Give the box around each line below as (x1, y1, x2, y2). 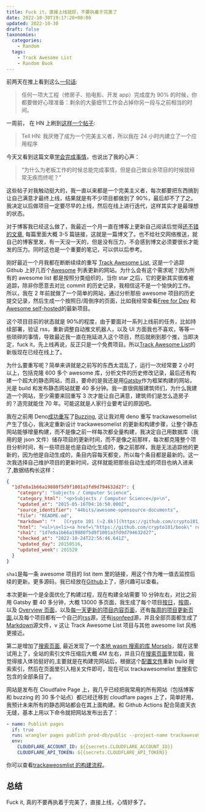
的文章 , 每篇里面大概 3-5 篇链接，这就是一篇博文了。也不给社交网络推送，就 (6, 230, 198, 238)
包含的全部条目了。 (6, 672, 55, 680)
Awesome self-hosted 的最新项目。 (6, 305, 93, 312)
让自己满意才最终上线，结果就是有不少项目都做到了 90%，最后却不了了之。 (6, 194, 196, 202)
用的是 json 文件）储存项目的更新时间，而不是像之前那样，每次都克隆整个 (6, 436, 191, 443)
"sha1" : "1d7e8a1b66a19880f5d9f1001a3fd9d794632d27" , (17, 529, 157, 536)
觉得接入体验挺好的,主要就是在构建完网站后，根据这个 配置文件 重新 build (6, 657, 188, 665)
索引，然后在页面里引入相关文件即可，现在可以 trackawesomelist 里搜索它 (11, 665, 198, 672)
